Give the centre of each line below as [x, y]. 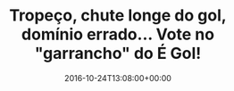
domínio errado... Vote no [118, 34]
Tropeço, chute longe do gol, [118, 16]
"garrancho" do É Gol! [118, 54]
